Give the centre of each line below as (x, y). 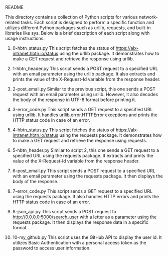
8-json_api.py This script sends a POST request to (64, 211)
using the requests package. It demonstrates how (111, 135)
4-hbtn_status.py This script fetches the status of (63, 130)
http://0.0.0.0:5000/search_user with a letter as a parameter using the (85, 217)
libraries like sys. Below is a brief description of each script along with (77, 33)
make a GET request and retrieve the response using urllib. (73, 59)
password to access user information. (51, 248)
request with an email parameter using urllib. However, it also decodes (85, 94)
